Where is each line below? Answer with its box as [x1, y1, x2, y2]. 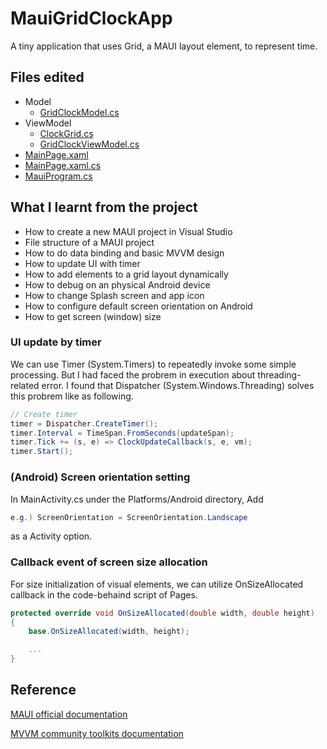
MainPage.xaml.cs [24, 159, 102, 171]
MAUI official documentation [10, 708, 128, 720]
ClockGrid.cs [39, 127, 94, 139]
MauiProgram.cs [24, 170, 93, 182]
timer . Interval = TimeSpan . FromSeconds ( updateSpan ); [10, 428, 235, 438]
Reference [10, 682, 77, 699]
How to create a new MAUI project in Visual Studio [24, 225, 233, 237]
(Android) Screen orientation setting [10, 470, 191, 484]
